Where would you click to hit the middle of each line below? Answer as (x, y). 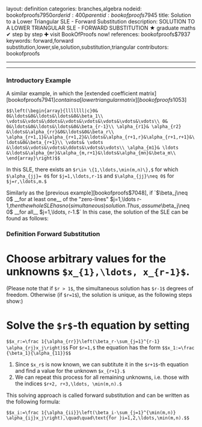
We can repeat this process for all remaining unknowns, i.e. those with (102, 377)
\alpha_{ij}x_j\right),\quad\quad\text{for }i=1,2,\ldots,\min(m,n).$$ (98, 418)
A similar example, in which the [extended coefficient (72, 93)
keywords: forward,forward (40, 41)
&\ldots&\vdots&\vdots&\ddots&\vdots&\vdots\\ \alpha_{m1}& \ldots (93, 148)
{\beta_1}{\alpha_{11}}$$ (38, 354)
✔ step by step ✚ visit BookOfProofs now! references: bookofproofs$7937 (98, 34)
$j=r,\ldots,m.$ (26, 182)
